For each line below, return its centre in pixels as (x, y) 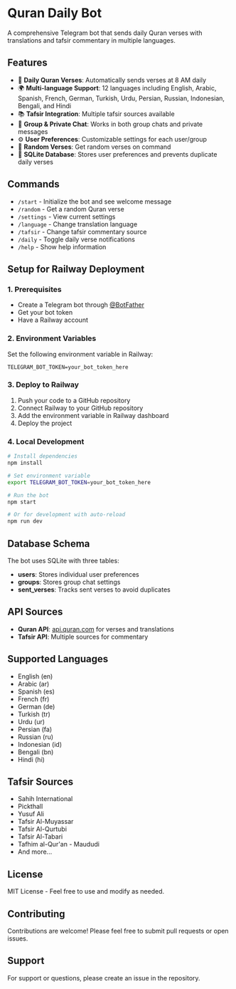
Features (27, 63)
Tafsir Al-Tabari (40, 837)
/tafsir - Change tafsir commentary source (82, 231)
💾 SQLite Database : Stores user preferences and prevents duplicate (117, 154)
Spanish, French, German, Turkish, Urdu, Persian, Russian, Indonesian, (121, 98)
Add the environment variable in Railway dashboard (93, 415)
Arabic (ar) (33, 684)
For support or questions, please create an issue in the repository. (104, 978)
